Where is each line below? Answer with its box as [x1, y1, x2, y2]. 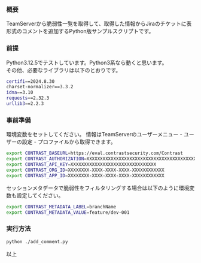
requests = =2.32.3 [6, 95, 50, 101]
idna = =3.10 [6, 89, 33, 95]
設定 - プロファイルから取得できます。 [22, 138, 116, 145]
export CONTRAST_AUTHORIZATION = [6, 156, 87, 162]
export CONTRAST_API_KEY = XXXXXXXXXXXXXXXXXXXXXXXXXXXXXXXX [6, 162, 157, 168]
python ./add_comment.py [6, 238, 68, 244]
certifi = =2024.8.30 [6, 78, 55, 85]
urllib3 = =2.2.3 [6, 101, 44, 107]
